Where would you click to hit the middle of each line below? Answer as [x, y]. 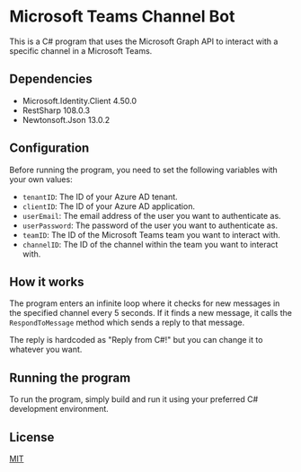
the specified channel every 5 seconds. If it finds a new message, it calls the [150, 313]
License [32, 437]
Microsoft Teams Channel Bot [122, 17]
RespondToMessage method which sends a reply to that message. [127, 323]
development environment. [59, 409]
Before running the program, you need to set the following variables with [144, 170]
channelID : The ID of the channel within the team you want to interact [150, 244]
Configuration [49, 149]
